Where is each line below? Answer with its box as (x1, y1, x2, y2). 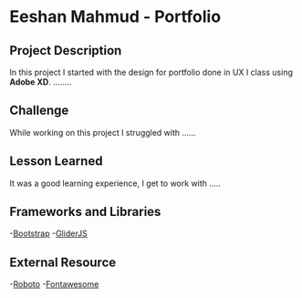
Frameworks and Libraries (9, 204, 161, 220)
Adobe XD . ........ (9, 77, 72, 87)
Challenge (9, 103, 69, 118)
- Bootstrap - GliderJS (9, 228, 89, 239)
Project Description (9, 43, 122, 58)
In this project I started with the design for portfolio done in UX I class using (9, 67, 294, 77)
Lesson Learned (9, 153, 103, 170)
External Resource (9, 254, 117, 270)
